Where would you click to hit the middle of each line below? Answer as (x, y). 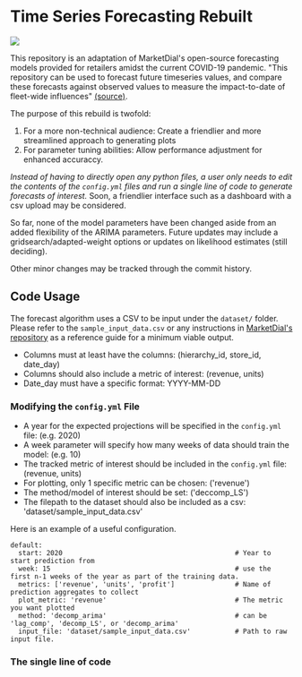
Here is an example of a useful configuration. (94, 529)
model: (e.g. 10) (52, 455)
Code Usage (45, 297)
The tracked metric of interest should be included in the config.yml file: (155, 464)
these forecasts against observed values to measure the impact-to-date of (148, 86)
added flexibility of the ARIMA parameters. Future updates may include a (144, 232)
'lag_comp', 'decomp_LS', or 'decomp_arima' (95, 624)
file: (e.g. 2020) (52, 435)
